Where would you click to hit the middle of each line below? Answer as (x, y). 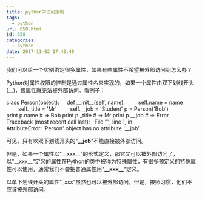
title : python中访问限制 (35, 12)
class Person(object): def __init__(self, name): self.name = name (95, 102)
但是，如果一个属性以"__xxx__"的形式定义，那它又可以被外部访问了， (93, 153)
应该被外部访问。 (28, 189)
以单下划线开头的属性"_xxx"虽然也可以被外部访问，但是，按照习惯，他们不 (99, 182)
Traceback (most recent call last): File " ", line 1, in (69, 122)
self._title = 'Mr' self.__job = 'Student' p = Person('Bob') (93, 109)
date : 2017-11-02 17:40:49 (40, 52)
